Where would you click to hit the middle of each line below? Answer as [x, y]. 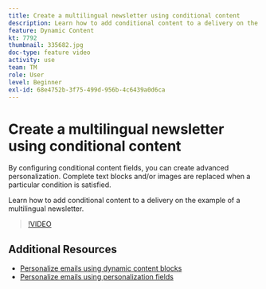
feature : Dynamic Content [51, 30]
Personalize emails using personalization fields [96, 277]
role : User [26, 75]
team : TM [23, 68]
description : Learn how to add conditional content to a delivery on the [133, 23]
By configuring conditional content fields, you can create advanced [119, 168]
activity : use [32, 61]
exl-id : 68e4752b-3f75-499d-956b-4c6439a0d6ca [87, 90]
